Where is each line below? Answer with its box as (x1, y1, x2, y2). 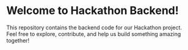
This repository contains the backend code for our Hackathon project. (6, 24, 182, 31)
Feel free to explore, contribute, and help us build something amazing (6, 30, 181, 37)
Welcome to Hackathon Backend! (6, 4, 179, 18)
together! (6, 37, 29, 44)
